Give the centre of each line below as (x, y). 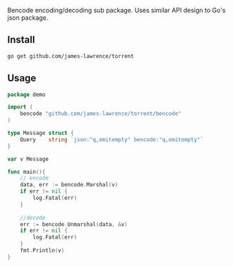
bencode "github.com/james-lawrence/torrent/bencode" (101, 114)
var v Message (28, 159)
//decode (33, 218)
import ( (20, 107)
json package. (28, 18)
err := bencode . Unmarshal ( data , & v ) (74, 224)
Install (21, 40)
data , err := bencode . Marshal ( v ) (69, 185)
